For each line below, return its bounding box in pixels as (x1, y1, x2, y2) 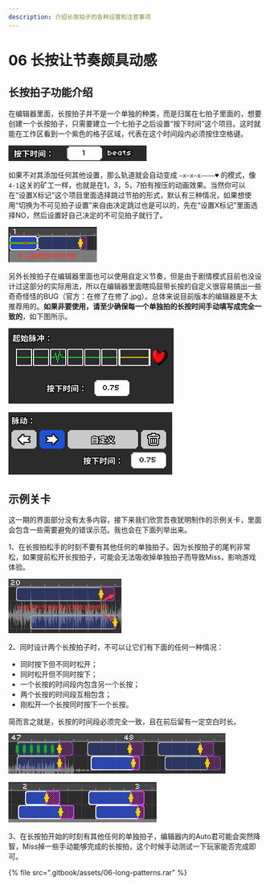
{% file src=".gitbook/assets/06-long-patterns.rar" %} (8, 868, 187, 878)
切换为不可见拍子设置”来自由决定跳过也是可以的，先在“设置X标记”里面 (18, 200, 252, 209)
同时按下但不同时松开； (19, 660, 98, 669)
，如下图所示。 (22, 311, 72, 321)
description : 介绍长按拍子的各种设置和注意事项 (8, 13, 151, 21)
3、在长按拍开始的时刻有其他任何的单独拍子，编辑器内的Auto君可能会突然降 (8, 832, 261, 842)
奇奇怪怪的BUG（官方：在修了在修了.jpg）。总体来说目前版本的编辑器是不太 (8, 291, 258, 301)
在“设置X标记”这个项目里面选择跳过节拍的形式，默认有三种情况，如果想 (8, 190, 245, 200)
